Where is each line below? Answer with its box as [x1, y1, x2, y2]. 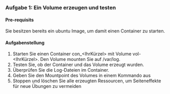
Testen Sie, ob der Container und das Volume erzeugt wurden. [12, 61, 144, 68]
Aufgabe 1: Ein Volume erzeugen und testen [5, 4, 116, 11]
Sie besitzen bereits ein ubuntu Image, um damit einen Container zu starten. [5, 28, 165, 34]
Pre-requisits [5, 17, 34, 23]
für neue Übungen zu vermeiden [12, 83, 82, 89]
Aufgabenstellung [5, 40, 45, 46]
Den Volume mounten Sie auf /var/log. [40, 56, 120, 62]
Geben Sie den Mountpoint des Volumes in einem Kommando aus [12, 73, 151, 79]
